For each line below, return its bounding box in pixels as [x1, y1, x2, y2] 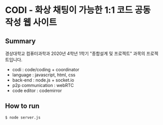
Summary [5, 37, 36, 45]
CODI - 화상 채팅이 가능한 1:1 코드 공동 [5, 4, 151, 16]
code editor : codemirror [12, 87, 62, 93]
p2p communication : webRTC [12, 83, 74, 88]
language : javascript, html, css [12, 72, 75, 78]
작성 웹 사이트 [5, 17, 57, 28]
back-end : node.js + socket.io [12, 77, 74, 83]
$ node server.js [5, 115, 41, 120]
